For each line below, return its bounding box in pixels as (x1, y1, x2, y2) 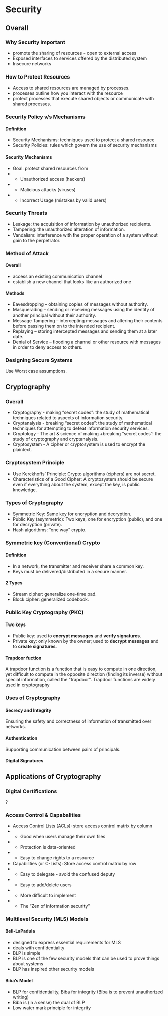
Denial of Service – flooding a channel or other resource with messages (12, 339, 161, 345)
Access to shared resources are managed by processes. (12, 85, 130, 91)
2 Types (5, 580, 23, 586)
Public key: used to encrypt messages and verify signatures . (12, 633, 142, 639)
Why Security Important (5, 39, 65, 46)
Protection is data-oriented (20, 844, 76, 850)
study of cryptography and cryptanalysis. (12, 436, 99, 442)
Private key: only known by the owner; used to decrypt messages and (12, 638, 159, 644)
